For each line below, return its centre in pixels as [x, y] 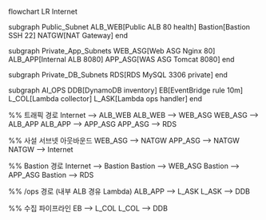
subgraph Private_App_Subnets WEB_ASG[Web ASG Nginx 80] [112, 51]
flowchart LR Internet [43, 12]
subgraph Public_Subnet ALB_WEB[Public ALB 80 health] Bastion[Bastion [129, 27]
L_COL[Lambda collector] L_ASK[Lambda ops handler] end [105, 98]
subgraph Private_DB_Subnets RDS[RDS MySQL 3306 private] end [118, 75]
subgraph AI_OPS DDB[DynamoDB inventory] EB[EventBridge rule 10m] [126, 90]
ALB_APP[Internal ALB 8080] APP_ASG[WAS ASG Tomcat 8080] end [121, 59]
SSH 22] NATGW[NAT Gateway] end [68, 35]
